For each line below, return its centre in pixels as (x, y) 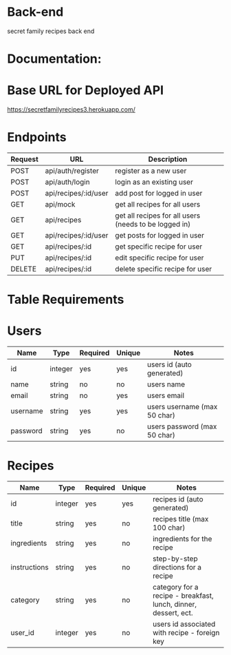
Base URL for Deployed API (85, 91)
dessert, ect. (173, 613)
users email (165, 395)
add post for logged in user (159, 193)
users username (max (182, 407)
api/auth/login (68, 182)
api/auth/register (72, 171)
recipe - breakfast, (183, 596)
